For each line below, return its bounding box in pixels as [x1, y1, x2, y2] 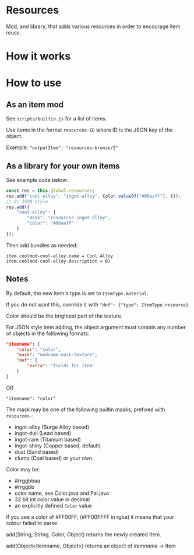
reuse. [6, 29, 22, 36]
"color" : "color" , [16, 346, 61, 353]
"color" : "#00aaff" [27, 220, 75, 226]
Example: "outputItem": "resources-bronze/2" [6, 144, 118, 151]
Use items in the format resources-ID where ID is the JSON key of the [6, 126, 173, 133]
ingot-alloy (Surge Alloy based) [14, 423, 90, 430]
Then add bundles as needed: [6, 242, 78, 249]
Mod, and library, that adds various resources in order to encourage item [6, 23, 181, 30]
